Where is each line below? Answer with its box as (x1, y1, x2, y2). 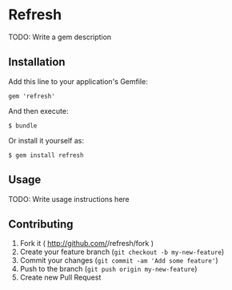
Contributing (8, 217, 74, 231)
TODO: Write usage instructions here (8, 194, 130, 203)
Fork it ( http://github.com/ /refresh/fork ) (19, 239, 154, 248)
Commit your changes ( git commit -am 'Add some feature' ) (19, 256, 218, 265)
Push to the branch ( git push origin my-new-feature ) (19, 264, 198, 274)
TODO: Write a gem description (8, 32, 112, 42)
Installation (8, 55, 66, 69)
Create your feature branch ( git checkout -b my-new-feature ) (19, 247, 225, 257)
